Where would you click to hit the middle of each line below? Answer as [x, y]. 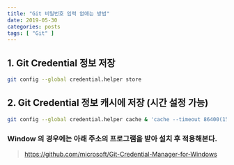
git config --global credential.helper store [74, 80]
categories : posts [34, 26]
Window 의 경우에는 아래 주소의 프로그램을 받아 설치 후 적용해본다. [112, 139]
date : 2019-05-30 [32, 20]
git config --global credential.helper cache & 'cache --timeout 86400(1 [117, 119]
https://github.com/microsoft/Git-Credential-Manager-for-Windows [120, 154]
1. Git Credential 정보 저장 [61, 63]
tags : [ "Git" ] [31, 33]
